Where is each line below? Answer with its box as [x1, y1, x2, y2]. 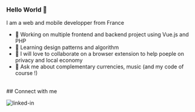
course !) [15, 70, 38, 77]
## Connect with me [6, 88, 58, 95]
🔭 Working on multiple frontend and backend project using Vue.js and [15, 31, 189, 38]
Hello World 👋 [6, 5, 47, 14]
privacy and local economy [15, 57, 83, 64]
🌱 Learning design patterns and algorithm [15, 44, 119, 51]
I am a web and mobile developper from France [6, 19, 124, 27]
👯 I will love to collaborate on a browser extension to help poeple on [15, 50, 185, 58]
